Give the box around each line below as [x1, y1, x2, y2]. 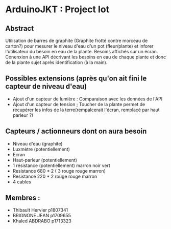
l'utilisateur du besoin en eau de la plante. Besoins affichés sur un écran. [5, 49, 158, 54]
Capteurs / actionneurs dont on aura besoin [5, 127, 147, 136]
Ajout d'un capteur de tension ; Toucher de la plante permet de [12, 101, 145, 107]
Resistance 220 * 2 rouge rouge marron [12, 173, 97, 179]
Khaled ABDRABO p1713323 [12, 218, 71, 224]
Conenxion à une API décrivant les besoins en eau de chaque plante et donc [5, 54, 166, 60]
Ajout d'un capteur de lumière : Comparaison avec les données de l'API [12, 96, 163, 102]
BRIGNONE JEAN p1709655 [12, 213, 71, 219]
